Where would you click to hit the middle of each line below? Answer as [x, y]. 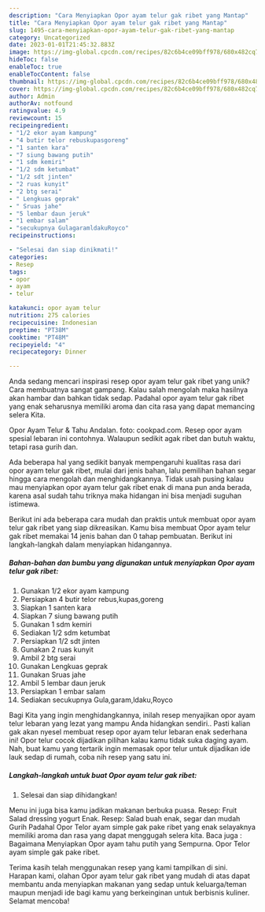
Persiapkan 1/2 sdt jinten [60, 641]
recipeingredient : [39, 125]
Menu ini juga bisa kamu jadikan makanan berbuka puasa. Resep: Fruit [123, 810]
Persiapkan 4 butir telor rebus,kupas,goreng [92, 600]
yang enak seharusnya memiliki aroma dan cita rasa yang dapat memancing [132, 406]
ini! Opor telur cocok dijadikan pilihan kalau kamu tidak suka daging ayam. [129, 740]
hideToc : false [34, 60]
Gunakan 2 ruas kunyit [57, 650]
